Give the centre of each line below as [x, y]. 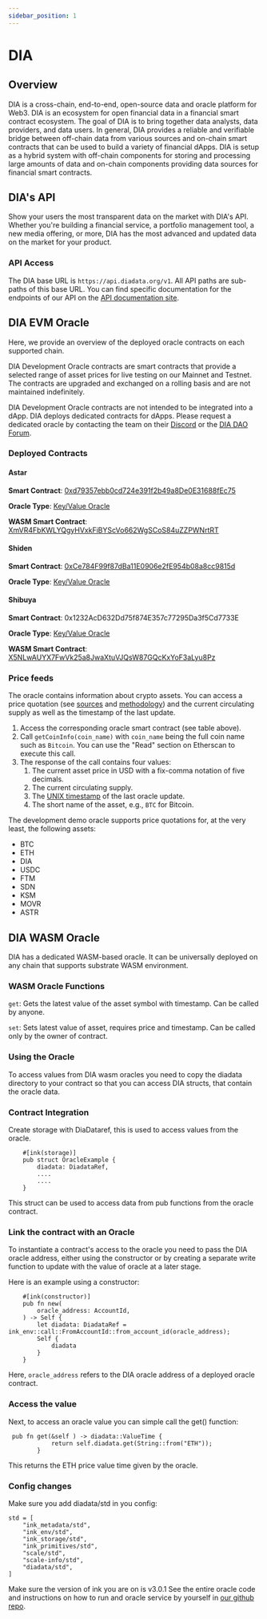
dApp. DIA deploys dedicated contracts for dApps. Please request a [120, 416]
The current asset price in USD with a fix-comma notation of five [138, 771]
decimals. [48, 779]
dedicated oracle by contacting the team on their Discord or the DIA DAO [128, 424]
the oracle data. [34, 1092]
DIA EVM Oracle [49, 323]
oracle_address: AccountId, [84, 1311]
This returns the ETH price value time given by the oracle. [103, 1465]
